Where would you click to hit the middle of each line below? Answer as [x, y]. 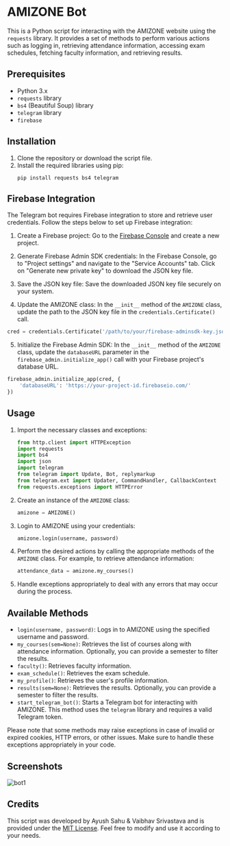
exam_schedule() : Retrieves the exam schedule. [84, 673]
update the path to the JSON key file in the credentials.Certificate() [116, 312]
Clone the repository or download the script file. [85, 158]
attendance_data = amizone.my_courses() [75, 571]
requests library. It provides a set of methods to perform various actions [108, 38]
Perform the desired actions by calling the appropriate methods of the [115, 551]
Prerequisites [36, 74]
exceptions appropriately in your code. [62, 745]
